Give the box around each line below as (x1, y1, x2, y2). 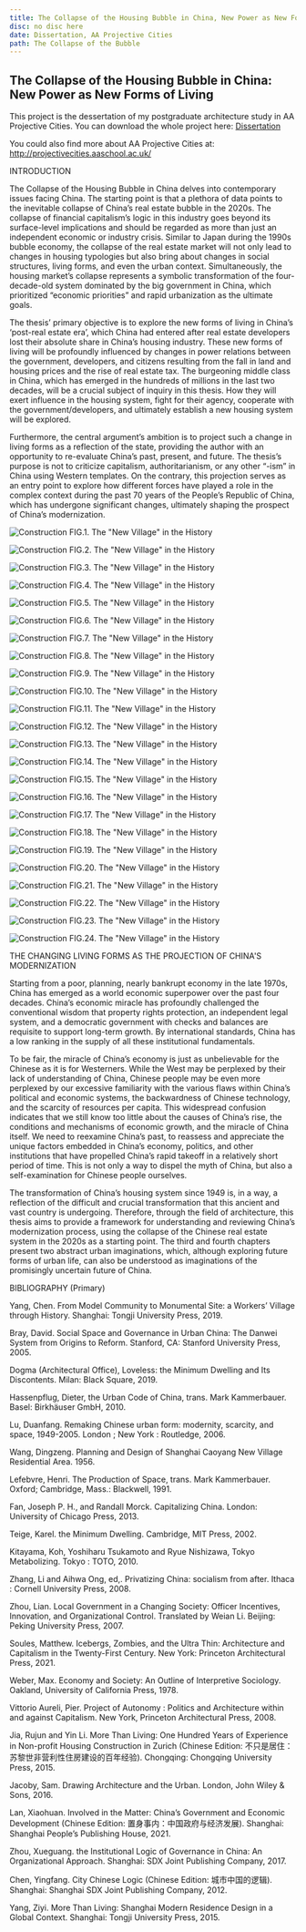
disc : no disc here (9, 22, 84, 31)
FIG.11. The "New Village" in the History (68, 704, 217, 714)
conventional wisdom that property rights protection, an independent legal (9, 1007, 289, 1018)
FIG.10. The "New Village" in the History (68, 685, 218, 697)
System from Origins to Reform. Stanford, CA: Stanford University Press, (9, 1337, 280, 1349)
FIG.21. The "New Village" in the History (68, 880, 219, 891)
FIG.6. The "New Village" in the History (68, 615, 215, 626)
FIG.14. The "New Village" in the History (68, 756, 218, 767)
